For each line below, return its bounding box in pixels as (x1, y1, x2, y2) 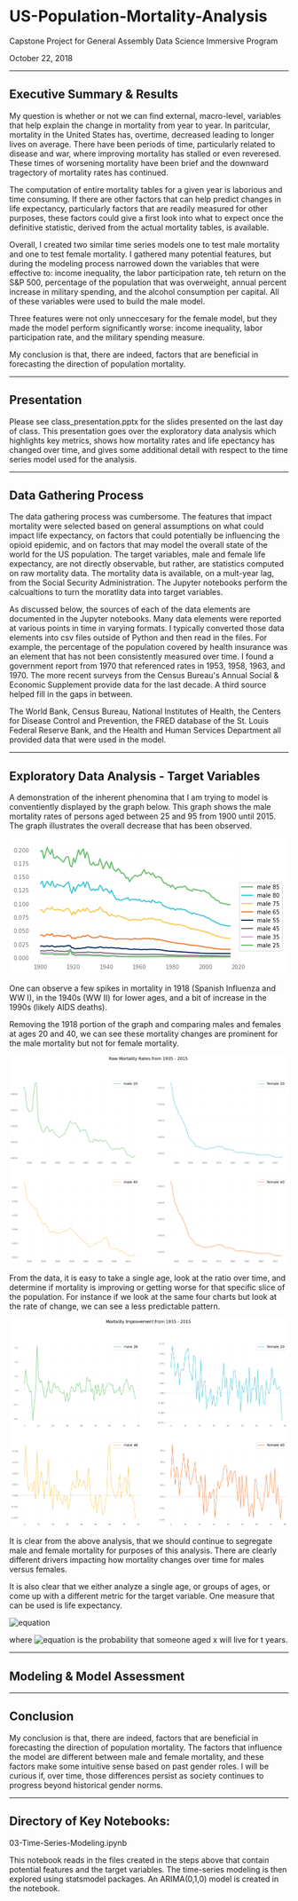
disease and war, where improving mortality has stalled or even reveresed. (9, 148, 282, 159)
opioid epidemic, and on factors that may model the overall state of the (9, 540, 268, 550)
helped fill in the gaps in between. (9, 689, 133, 700)
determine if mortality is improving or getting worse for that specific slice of (9, 1282, 286, 1293)
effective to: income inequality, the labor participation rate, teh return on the (9, 267, 286, 278)
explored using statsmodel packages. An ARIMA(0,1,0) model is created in (9, 1873, 279, 1884)
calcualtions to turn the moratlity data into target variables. (9, 587, 223, 598)
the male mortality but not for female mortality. (9, 1038, 179, 1049)
